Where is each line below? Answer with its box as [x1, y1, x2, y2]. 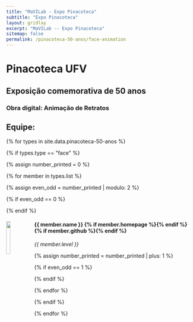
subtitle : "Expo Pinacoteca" [6, 14, 78, 20]
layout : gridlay [6, 20, 46, 26]
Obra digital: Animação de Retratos [6, 104, 110, 112]
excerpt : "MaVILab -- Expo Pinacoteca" [6, 25, 105, 32]
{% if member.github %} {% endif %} [34, 227, 127, 234]
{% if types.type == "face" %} [6, 150, 80, 157]
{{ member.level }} [34, 240, 79, 247]
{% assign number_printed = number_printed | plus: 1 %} [34, 252, 173, 259]
